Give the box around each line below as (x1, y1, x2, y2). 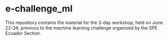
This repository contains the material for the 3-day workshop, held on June (5, 19, 163, 25)
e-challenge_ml (5, 3, 73, 14)
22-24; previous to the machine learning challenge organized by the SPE (5, 24, 158, 30)
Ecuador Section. (5, 30, 42, 36)
